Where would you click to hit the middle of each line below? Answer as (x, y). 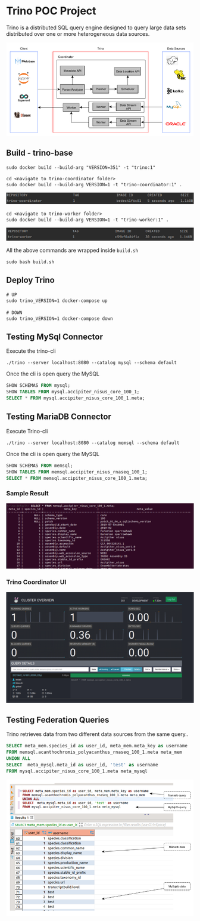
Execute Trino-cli (27, 431)
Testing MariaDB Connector (59, 417)
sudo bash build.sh (30, 262)
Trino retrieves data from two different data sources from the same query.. (97, 734)
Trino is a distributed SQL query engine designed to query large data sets (96, 27)
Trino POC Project (51, 11)
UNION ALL (18, 759)
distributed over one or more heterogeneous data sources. (78, 33)
